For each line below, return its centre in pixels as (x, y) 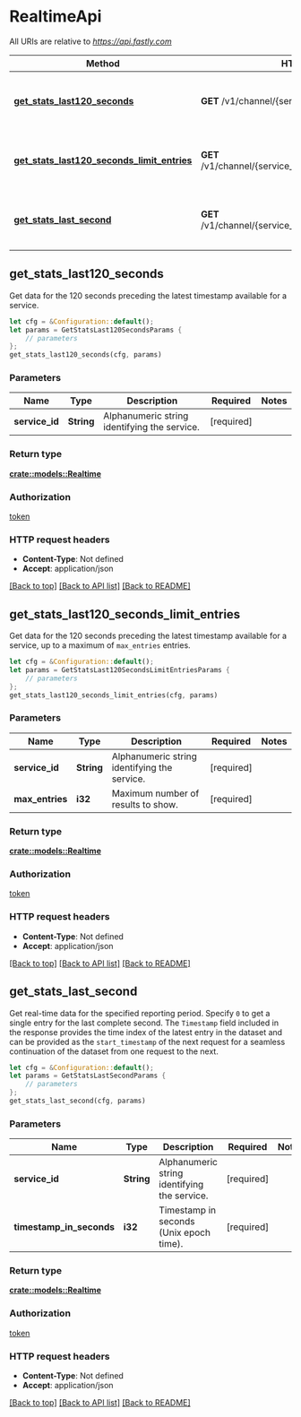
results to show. (145, 804)
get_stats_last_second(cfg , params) (77, 1101)
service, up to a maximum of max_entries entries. (100, 645)
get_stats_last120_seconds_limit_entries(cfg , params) (114, 695)
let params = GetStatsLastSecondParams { (88, 1076)
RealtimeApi (56, 17)
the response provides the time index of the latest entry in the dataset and (146, 1032)
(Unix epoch (185, 1232)
